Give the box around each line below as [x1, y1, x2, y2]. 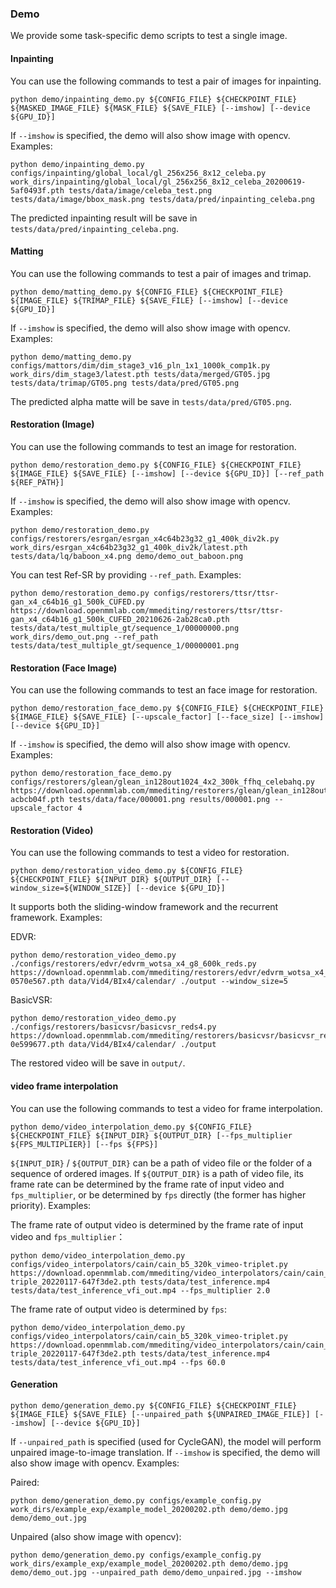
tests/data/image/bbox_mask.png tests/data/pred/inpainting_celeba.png [10, 194, 315, 204]
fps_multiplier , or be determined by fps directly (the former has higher [10, 1188, 307, 1201]
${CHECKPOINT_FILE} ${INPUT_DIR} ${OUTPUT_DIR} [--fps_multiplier [10, 1130, 293, 1141]
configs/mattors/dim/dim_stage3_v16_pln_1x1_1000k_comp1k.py [10, 360, 271, 371]
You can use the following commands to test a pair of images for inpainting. [10, 75, 322, 87]
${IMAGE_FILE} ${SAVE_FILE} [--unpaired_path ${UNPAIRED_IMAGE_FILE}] [10, 1409, 311, 1419]
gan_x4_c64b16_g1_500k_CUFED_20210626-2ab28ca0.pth [10, 614, 230, 624]
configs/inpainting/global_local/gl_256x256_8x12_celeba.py [10, 168, 267, 178]
